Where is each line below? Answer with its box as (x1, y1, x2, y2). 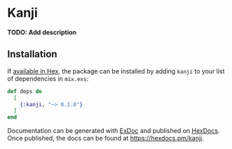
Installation (7, 48, 57, 60)
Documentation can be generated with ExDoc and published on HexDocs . (7, 127, 220, 135)
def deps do (7, 87, 42, 95)
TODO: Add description (7, 28, 77, 36)
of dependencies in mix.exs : (7, 74, 89, 83)
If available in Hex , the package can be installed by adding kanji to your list (7, 66, 226, 75)
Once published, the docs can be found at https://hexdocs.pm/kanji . (7, 134, 205, 143)
